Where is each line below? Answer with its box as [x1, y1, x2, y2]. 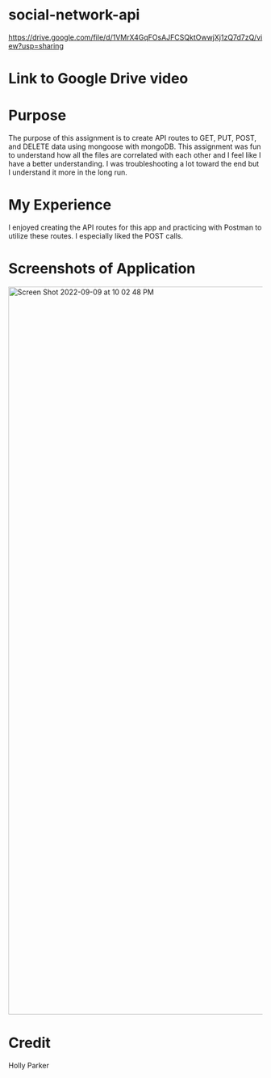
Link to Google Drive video [8, 70, 189, 88]
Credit [8, 1034, 51, 1052]
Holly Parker [8, 1060, 50, 1070]
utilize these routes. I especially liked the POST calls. [8, 231, 184, 240]
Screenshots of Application [8, 260, 196, 278]
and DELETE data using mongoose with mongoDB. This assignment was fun [8, 142, 261, 151]
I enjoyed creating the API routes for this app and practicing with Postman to [8, 222, 262, 232]
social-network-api [8, 6, 140, 24]
